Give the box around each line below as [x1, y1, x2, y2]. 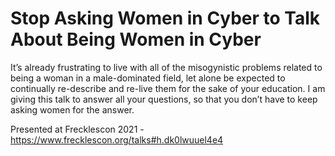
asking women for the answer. [10, 103, 135, 116]
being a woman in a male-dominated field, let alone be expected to [10, 72, 286, 84]
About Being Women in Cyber [10, 28, 262, 51]
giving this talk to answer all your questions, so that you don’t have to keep [10, 93, 318, 105]
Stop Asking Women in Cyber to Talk [10, 7, 321, 30]
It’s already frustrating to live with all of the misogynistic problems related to [10, 61, 323, 73]
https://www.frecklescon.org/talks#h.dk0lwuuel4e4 [10, 133, 224, 146]
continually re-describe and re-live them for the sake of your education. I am [10, 82, 326, 94]
